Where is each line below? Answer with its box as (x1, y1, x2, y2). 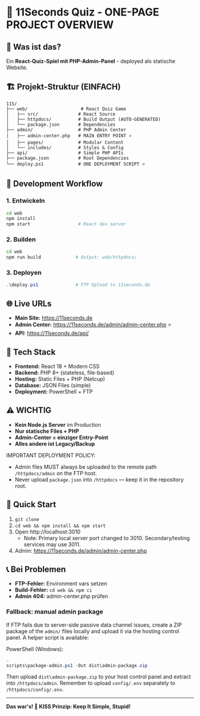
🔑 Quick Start (6, 500, 57, 510)
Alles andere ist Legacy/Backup (14, 440, 95, 447)
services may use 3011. (23, 541, 81, 548)
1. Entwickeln (6, 197, 45, 205)
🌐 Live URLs (6, 298, 52, 309)
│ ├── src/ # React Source (6, 111, 116, 117)
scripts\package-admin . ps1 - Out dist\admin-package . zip (6, 662, 148, 668)
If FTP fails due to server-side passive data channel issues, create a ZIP (6, 621, 182, 628)
